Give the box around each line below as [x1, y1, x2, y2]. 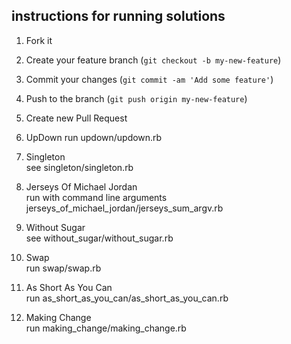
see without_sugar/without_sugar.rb [25, 232, 174, 244]
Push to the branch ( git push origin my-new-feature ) [25, 92, 248, 104]
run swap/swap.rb [25, 262, 102, 274]
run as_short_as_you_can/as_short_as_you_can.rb [25, 292, 229, 304]
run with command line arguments [25, 191, 168, 203]
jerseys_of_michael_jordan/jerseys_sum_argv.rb [25, 202, 224, 214]
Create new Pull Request [25, 112, 128, 124]
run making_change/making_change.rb [25, 322, 187, 334]
